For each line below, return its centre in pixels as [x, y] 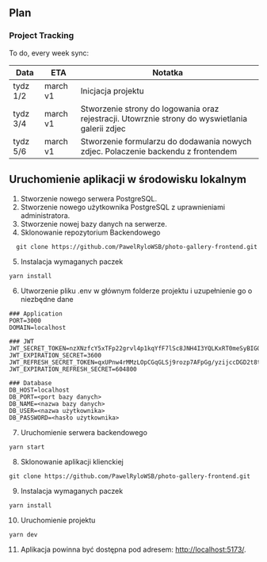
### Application [36, 313]
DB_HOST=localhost [39, 390]
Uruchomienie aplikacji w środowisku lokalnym [128, 180]
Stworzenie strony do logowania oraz [150, 109]
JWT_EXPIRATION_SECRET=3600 [55, 355]
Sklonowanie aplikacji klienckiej [72, 461]
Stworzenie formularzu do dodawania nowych [166, 141]
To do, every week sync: [49, 53]
